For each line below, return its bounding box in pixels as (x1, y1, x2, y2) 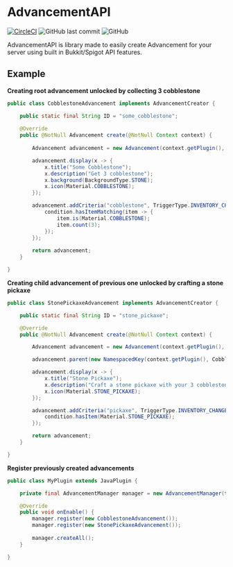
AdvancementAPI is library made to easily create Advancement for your (7, 40, 212, 49)
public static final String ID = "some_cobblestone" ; (19, 112, 178, 119)
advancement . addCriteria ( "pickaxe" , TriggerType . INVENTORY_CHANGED (32, 407, 231, 414)
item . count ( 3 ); (56, 221, 101, 228)
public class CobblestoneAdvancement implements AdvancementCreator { (7, 100, 216, 107)
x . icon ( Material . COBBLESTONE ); (44, 183, 135, 190)
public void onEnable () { (19, 509, 95, 516)
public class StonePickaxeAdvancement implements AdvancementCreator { (7, 299, 218, 306)
